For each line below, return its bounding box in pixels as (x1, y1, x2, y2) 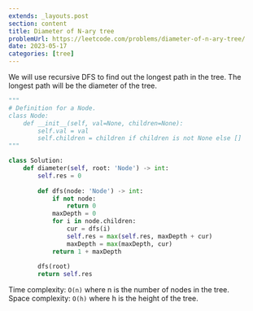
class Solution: (8, 156, 63, 165)
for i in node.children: (51, 217, 137, 226)
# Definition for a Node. (8, 103, 96, 112)
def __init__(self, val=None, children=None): (23, 119, 184, 127)
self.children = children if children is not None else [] (37, 134, 242, 142)
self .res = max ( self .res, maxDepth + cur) (66, 232, 213, 240)
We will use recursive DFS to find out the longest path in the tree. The (8, 72, 242, 81)
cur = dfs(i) (66, 225, 111, 233)
